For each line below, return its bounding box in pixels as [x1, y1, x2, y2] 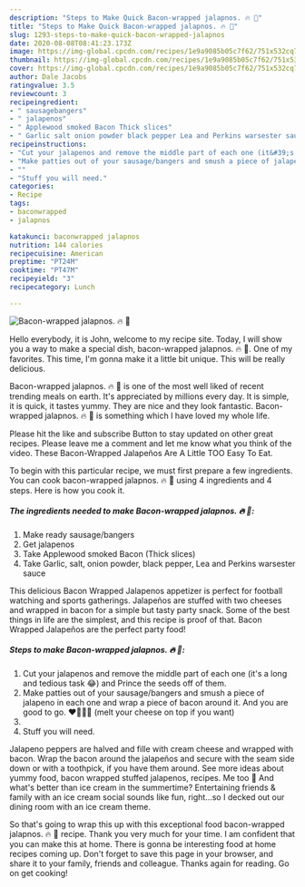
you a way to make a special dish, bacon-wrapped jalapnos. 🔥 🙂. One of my [9, 343, 293, 354]
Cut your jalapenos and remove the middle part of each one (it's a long [22, 668, 288, 678]
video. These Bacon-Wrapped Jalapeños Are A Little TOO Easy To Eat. [9, 447, 273, 458]
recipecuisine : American [9, 249, 103, 258]
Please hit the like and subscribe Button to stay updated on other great [9, 428, 274, 439]
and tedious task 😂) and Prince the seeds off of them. [22, 677, 227, 688]
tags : [9, 199, 30, 209]
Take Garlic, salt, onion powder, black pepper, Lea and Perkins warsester [22, 558, 296, 569]
